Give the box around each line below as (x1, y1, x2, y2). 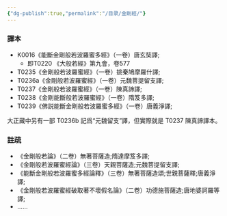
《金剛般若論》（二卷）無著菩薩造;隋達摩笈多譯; (16, 152, 150, 161)
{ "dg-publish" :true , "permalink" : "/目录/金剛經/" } (7, 10, 146, 17)
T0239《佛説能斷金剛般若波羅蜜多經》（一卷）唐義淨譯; (16, 102, 173, 110)
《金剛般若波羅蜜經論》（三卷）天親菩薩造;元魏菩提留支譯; (16, 161, 180, 169)
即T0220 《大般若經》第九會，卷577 (27, 59, 131, 67)
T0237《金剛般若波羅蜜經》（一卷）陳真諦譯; (16, 85, 142, 93)
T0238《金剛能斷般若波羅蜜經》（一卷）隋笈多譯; (16, 93, 155, 101)
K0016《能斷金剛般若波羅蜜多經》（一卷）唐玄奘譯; (16, 51, 160, 59)
